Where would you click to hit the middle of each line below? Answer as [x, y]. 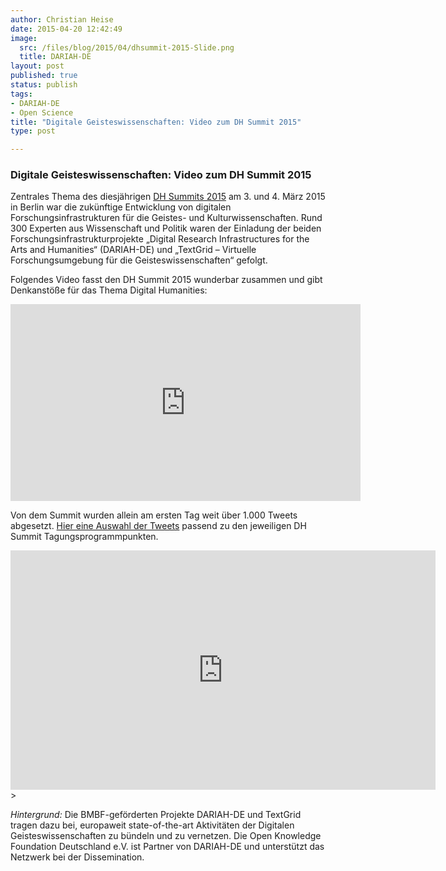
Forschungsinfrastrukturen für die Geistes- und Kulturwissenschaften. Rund [166, 218]
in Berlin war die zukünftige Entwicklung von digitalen [121, 207]
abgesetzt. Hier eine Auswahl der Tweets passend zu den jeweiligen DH [158, 526]
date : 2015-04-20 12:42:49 [66, 29]
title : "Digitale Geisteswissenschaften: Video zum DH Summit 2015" [156, 122]
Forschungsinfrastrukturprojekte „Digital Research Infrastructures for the [160, 239]
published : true [44, 76]
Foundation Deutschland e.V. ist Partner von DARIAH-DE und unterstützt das [167, 847]
